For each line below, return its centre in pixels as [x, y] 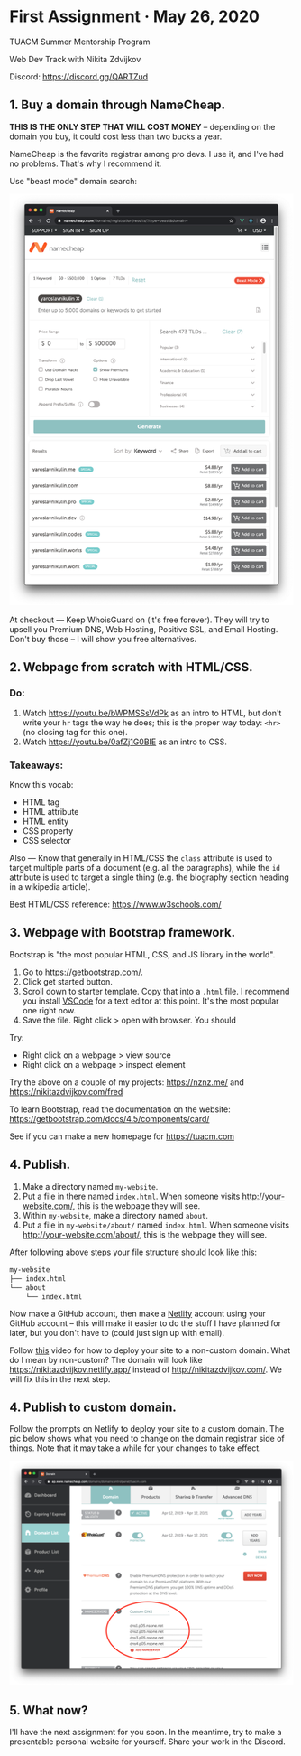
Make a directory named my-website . [90, 1186]
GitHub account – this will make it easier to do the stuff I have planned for [146, 1323]
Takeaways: [36, 765]
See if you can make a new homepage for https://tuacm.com [122, 1136]
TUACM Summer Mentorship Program [80, 42]
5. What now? [49, 1710]
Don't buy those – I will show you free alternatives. [103, 640]
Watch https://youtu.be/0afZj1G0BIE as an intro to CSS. [125, 742]
